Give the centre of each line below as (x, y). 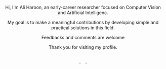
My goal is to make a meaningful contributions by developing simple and (83, 22)
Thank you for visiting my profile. (83, 47)
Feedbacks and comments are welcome (83, 38)
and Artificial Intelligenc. (83, 13)
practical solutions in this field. (83, 28)
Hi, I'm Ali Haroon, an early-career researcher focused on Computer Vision (83, 7)
